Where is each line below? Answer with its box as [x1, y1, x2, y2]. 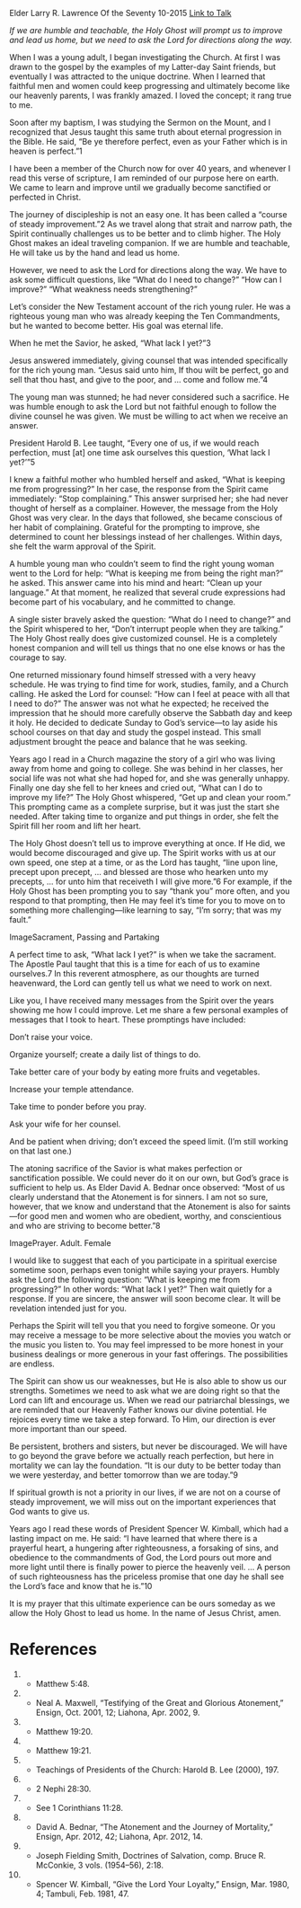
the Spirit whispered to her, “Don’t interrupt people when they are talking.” [9, 623, 284, 634]
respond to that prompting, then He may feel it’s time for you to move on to [9, 896, 286, 905]
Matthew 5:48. [35, 1678, 90, 1689]
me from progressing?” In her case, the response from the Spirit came [9, 484, 270, 494]
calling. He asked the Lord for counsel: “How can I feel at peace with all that [9, 689, 290, 699]
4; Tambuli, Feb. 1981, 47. [35, 1888, 129, 1899]
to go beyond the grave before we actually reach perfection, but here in [9, 1451, 274, 1461]
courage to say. [9, 652, 67, 663]
